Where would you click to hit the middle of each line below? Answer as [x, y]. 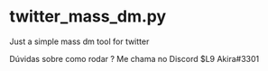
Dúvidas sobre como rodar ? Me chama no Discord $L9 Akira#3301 [134, 58]
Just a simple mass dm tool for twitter [79, 41]
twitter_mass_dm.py [88, 17]
